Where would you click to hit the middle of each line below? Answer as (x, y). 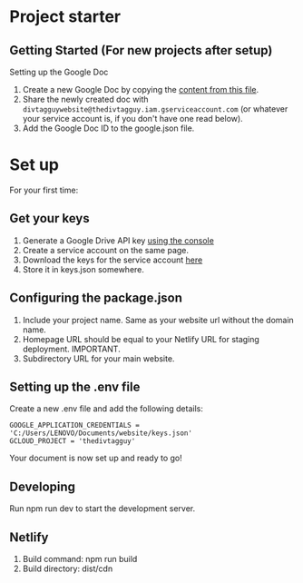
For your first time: (44, 190)
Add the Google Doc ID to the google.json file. (108, 128)
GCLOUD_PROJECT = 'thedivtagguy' (73, 441)
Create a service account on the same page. (105, 250)
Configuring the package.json (96, 298)
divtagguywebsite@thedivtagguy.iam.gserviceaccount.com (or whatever (155, 109)
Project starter (65, 17)
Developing (42, 486)
